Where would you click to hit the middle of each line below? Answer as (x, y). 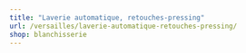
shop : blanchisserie (49, 34)
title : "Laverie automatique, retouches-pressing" (107, 18)
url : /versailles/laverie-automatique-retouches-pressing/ (123, 26)
